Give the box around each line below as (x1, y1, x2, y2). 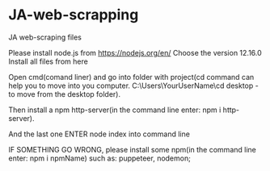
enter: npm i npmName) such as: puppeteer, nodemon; (8, 153, 192, 163)
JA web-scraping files (8, 32, 82, 42)
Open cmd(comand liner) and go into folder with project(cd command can (8, 72, 255, 81)
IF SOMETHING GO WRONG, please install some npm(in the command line (8, 144, 256, 154)
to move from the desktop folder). (8, 89, 121, 98)
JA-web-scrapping (8, 6, 139, 24)
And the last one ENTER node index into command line (8, 129, 190, 139)
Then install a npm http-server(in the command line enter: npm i (8, 105, 221, 115)
